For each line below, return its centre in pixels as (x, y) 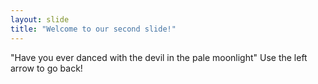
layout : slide (40, 19)
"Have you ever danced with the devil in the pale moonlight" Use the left (159, 57)
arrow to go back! (46, 68)
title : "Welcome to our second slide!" (93, 29)
